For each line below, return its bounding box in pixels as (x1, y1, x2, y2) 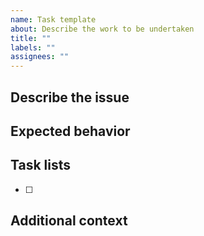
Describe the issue (10, 89, 130, 106)
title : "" (10, 33, 52, 43)
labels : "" (10, 42, 56, 53)
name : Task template (10, 14, 97, 25)
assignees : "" (10, 52, 70, 62)
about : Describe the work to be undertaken (10, 24, 195, 34)
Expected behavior (10, 122, 131, 140)
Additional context (10, 212, 128, 230)
